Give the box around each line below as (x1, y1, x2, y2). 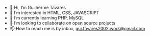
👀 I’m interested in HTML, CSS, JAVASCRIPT (9, 10, 100, 16)
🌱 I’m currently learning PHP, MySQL (9, 15, 84, 20)
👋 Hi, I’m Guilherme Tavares (9, 5, 66, 10)
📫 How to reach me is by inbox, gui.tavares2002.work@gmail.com (9, 26, 146, 31)
